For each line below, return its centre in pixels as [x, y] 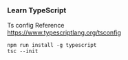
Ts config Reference [36, 26]
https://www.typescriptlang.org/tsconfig [64, 32]
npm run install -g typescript [52, 46]
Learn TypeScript [37, 10]
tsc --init [23, 51]
